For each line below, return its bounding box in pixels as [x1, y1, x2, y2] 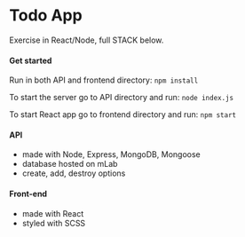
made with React [21, 208, 84, 218]
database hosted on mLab [21, 159, 118, 170]
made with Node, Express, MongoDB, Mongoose [21, 149, 202, 160]
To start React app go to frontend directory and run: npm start [9, 109, 237, 120]
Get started [9, 55, 52, 66]
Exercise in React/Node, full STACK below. [9, 35, 164, 45]
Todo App [9, 5, 83, 26]
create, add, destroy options [21, 168, 126, 178]
